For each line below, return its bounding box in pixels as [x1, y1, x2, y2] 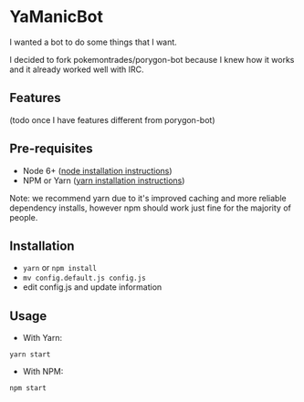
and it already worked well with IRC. [9, 64, 144, 75]
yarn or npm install [22, 263, 98, 273]
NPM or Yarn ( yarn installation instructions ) [22, 175, 185, 186]
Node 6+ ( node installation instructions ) [22, 165, 173, 176]
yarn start [9, 350, 51, 359]
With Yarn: [22, 333, 62, 344]
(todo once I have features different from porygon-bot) [9, 114, 215, 125]
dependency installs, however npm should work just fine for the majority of [9, 202, 292, 213]
